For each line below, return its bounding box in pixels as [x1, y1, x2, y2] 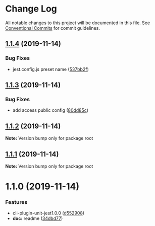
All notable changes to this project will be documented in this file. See [5, 20, 150, 26]
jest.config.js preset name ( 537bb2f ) [12, 66, 89, 72]
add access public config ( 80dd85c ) [12, 107, 89, 113]
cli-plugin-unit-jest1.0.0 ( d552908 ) [12, 210, 85, 216]
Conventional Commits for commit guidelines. [5, 25, 100, 31]
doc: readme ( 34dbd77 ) [12, 215, 63, 221]
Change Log [5, 3, 57, 15]
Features [5, 199, 28, 206]
